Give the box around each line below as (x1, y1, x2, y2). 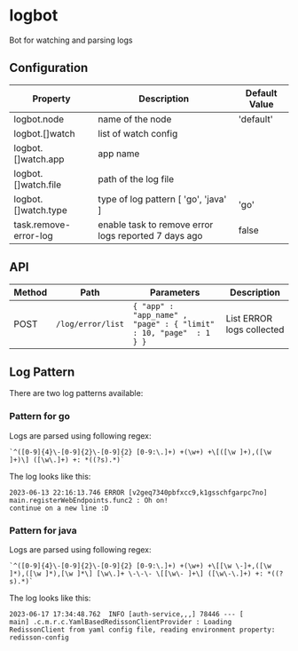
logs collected (225, 323, 285, 336)
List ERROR (225, 312, 273, 324)
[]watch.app (13, 153, 65, 165)
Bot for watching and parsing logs (9, 35, 133, 45)
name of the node (98, 113, 172, 125)
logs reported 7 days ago (98, 229, 203, 242)
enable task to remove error (98, 218, 214, 231)
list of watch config (98, 127, 178, 139)
